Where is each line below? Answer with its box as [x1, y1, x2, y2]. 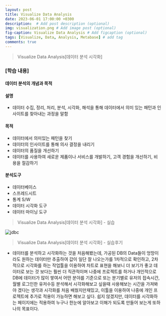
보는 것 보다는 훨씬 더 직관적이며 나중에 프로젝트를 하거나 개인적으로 [25, 268, 157, 274]
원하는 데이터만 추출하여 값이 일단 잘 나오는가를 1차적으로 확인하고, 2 [21, 256, 155, 262]
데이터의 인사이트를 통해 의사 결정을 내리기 [12, 141, 95, 147]
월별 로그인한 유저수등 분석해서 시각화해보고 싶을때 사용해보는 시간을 [12, 281, 145, 287]
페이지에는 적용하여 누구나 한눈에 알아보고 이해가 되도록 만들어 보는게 [17, 299, 152, 305]
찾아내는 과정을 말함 [29, 111, 68, 117]
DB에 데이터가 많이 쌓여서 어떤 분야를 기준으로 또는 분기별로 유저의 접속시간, [12, 274, 160, 280]
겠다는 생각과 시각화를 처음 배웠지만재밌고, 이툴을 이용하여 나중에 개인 [17, 287, 153, 293]
